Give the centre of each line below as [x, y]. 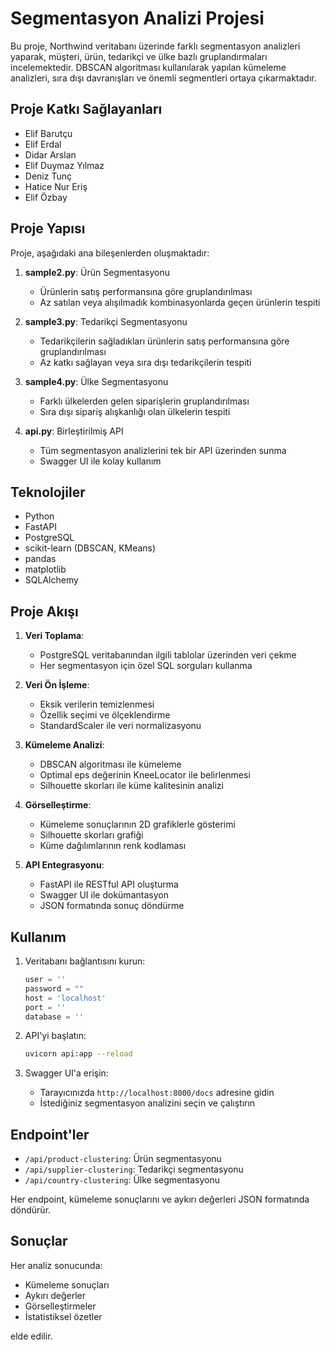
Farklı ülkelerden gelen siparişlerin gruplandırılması [144, 401]
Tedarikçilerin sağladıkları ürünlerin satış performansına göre [164, 341]
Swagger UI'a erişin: [66, 1073]
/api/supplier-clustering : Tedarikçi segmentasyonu [134, 1169]
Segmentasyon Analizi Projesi [137, 18]
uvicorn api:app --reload [78, 1054]
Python [39, 516]
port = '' [45, 1007]
